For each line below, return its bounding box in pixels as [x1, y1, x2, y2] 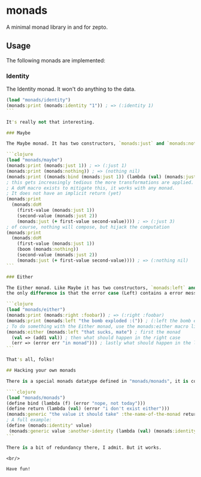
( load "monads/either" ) [6, 307, 66, 313]
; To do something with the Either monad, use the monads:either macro [6, 323, 188, 329]
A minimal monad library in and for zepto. [6, 23, 108, 31]
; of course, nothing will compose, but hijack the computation [6, 224, 170, 230]
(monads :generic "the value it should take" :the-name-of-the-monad [6, 412, 181, 418]
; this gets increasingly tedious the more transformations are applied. [6, 179, 194, 185]
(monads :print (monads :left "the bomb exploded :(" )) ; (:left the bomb [6, 317, 191, 324]
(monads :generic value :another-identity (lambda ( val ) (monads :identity [8, 428, 197, 434]
